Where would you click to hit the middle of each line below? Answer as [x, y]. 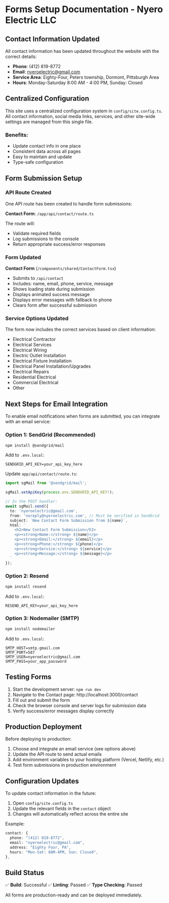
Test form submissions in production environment [64, 765]
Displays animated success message [51, 295]
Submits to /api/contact [38, 278]
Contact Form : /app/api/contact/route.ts [50, 213]
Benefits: [17, 135]
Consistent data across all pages [47, 152]
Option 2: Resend [27, 576]
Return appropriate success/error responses [59, 244]
